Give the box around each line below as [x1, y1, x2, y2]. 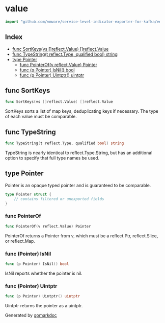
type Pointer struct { [5, 192, 52, 197]
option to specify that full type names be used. [5, 155, 100, 161]
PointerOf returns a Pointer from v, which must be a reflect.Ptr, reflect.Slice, [5, 232, 158, 239]
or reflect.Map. [5, 238, 35, 244]
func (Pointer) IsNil [5, 250, 52, 257]
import [5, 19, 19, 24]
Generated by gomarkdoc [5, 312, 57, 318]
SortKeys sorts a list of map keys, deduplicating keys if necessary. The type [5, 108, 159, 114]
